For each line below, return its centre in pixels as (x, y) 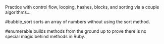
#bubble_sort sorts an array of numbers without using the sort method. (78, 22)
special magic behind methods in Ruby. (45, 36)
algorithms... (18, 12)
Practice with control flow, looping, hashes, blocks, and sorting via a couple (82, 7)
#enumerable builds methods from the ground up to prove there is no (76, 31)
